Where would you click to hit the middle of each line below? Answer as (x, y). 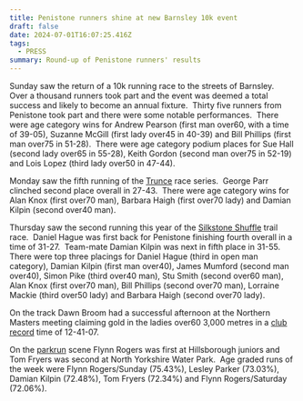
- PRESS (32, 52)
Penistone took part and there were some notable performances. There (144, 115)
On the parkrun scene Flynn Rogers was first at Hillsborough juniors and (145, 350)
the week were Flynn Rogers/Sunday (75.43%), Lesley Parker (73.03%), (145, 369)
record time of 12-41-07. (55, 332)
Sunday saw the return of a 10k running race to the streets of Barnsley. (142, 86)
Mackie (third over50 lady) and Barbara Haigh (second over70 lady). (137, 295)
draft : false (34, 26)
